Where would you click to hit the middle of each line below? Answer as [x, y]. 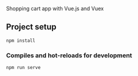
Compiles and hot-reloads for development [69, 55]
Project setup [32, 27]
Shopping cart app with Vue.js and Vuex [55, 9]
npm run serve [24, 68]
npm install [21, 41]
